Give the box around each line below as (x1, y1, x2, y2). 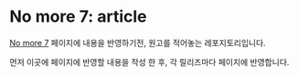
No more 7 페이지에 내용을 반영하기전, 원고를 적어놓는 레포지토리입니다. (9, 37, 267, 48)
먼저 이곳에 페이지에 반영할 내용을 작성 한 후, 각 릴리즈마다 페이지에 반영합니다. (9, 56, 290, 67)
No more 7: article (9, 6, 148, 27)
